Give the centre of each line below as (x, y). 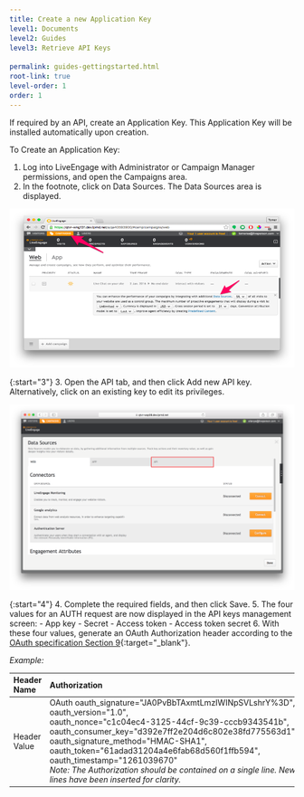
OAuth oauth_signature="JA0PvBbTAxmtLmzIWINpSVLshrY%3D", (172, 703)
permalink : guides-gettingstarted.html (85, 67)
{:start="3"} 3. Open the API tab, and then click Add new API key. (131, 382)
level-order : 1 (38, 86)
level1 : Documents (44, 28)
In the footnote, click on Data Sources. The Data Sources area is (142, 186)
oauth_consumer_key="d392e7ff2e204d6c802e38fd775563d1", (173, 732)
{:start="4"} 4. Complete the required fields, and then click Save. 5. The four (152, 604)
